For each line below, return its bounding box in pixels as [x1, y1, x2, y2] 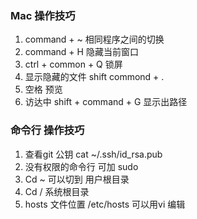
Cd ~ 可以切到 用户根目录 [24, 173, 130, 185]
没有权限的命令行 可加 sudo [24, 160, 139, 172]
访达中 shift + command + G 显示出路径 [24, 96, 188, 108]
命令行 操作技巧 [10, 123, 85, 137]
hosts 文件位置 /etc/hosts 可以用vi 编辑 [24, 198, 186, 210]
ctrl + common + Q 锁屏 [24, 58, 123, 71]
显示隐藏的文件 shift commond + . [24, 71, 165, 83]
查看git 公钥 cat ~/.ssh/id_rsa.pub [24, 148, 163, 160]
